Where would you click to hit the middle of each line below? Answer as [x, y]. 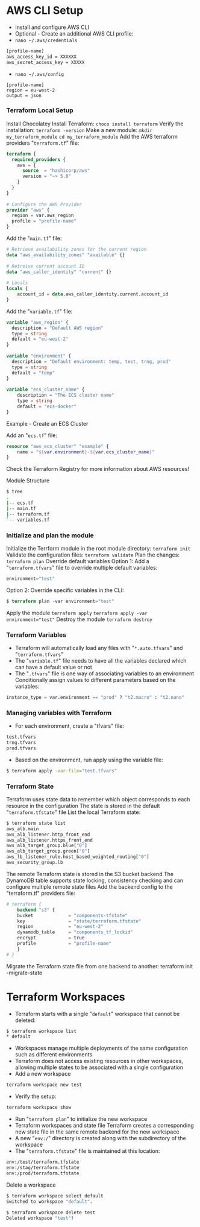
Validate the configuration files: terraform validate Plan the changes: [93, 555]
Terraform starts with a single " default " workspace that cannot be [97, 1014]
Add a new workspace [43, 1074]
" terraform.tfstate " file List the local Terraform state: [73, 812]
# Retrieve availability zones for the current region [77, 250]
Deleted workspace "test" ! [40, 1219]
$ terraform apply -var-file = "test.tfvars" [62, 771]
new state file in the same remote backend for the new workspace [97, 1132]
